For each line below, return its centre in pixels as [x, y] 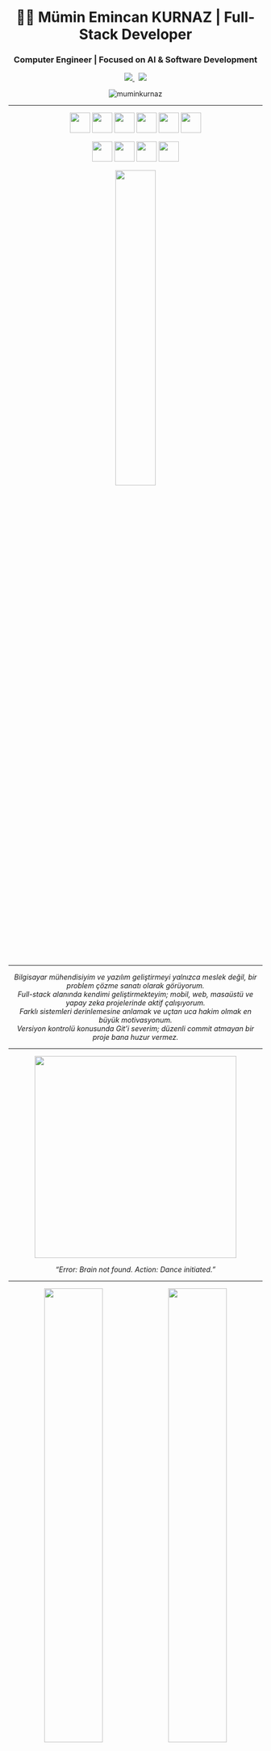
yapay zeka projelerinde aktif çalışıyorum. [135, 1003]
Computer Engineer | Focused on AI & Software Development [135, 60]
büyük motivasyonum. [135, 1020]
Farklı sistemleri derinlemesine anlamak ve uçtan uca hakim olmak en [135, 1012]
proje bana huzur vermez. [135, 1038]
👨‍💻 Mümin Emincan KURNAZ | [118, 17]
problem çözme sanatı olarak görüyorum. [135, 986]
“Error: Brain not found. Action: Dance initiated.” [135, 1269]
